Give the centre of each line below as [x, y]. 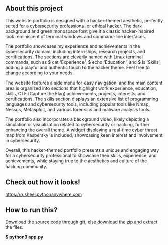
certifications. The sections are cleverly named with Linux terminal [74, 57]
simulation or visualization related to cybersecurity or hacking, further [77, 124]
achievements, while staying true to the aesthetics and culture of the [76, 161]
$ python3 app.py [24, 237]
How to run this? [31, 210]
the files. [14, 227]
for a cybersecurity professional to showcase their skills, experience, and [81, 155]
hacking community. [26, 166]
